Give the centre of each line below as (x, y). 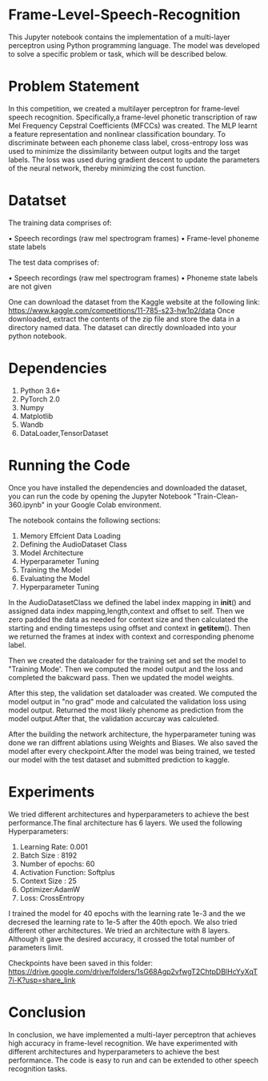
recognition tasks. (38, 1068)
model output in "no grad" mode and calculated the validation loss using (127, 701)
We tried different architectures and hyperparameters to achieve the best (129, 814)
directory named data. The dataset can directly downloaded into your (123, 327)
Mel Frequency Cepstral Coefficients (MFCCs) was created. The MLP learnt (133, 125)
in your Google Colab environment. (104, 504)
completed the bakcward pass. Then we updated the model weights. (121, 677)
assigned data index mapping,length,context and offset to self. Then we (127, 611)
